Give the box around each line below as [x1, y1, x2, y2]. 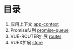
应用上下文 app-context [10, 21, 59, 27]
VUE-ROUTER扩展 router [10, 33, 62, 39]
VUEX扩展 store [10, 39, 43, 45]
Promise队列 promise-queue [10, 27, 69, 33]
